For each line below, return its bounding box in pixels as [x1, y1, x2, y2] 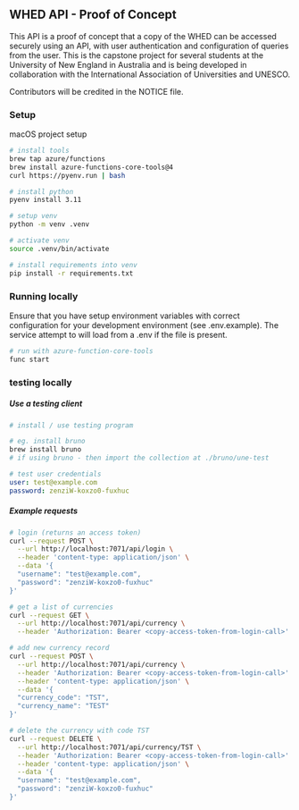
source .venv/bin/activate [9, 244, 110, 253]
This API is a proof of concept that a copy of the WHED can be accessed [9, 30, 277, 41]
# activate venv [9, 236, 70, 245]
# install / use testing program [9, 420, 134, 430]
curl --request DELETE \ [9, 734, 102, 743]
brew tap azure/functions [9, 154, 105, 164]
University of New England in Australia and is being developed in [9, 59, 247, 70]
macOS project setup [9, 129, 87, 139]
